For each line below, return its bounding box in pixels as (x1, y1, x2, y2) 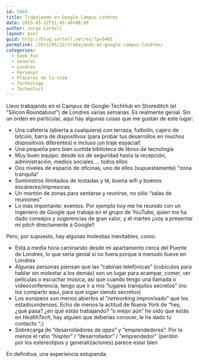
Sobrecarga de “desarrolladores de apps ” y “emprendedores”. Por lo (14, 326, 183, 333)
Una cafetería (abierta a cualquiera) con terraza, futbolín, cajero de (14, 126, 179, 134)
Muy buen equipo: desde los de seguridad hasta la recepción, (14, 151, 167, 159)
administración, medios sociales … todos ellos (14, 158, 128, 165)
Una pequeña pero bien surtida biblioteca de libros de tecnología (14, 145, 174, 152)
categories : (6, 48, 36, 53)
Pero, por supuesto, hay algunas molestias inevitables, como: (6, 232, 156, 239)
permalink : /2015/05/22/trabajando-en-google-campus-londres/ (6, 42, 163, 48)
